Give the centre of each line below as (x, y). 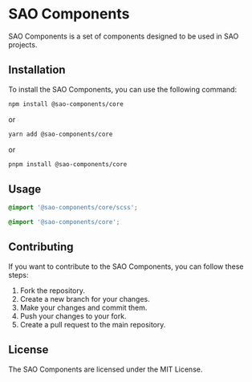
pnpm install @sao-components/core (68, 164)
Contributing (41, 247)
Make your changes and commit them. (83, 307)
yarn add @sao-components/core (61, 134)
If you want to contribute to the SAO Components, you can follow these (126, 266)
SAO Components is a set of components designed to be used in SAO (124, 36)
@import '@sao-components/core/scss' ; (73, 208)
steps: (18, 274)
